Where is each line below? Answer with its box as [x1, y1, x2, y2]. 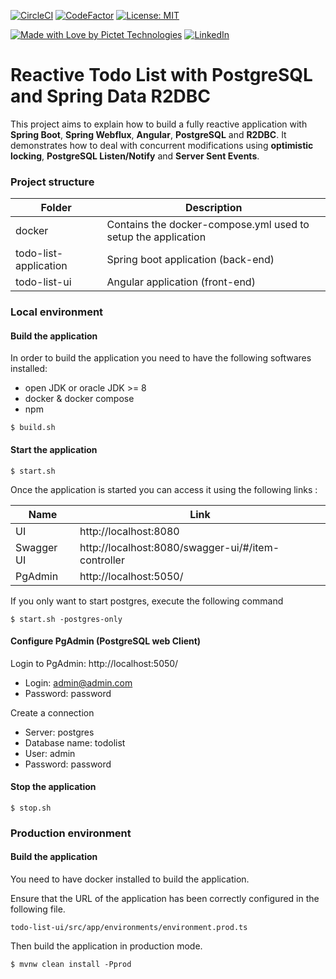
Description [185, 201, 243, 215]
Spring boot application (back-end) [106, 253, 275, 267]
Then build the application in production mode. [10, 940, 203, 952]
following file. [10, 903, 66, 915]
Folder [40, 201, 72, 215]
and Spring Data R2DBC [10, 85, 212, 108]
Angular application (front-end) [106, 275, 256, 289]
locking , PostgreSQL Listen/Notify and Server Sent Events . [10, 150, 260, 162]
